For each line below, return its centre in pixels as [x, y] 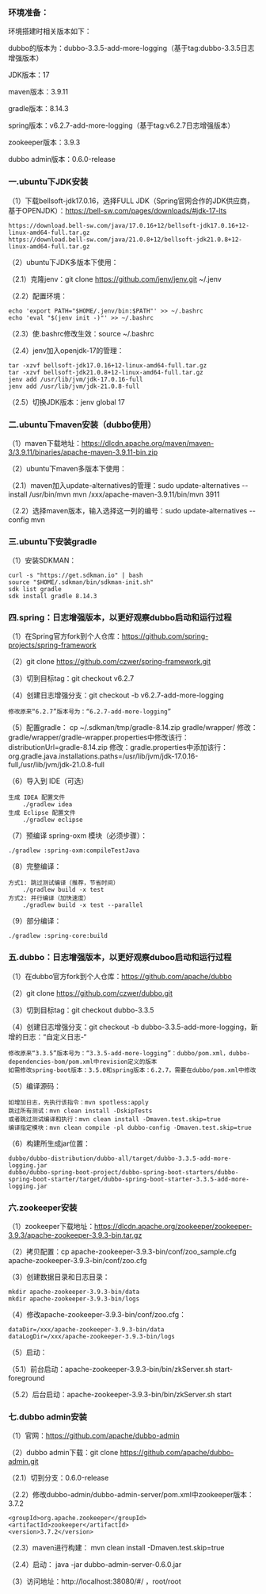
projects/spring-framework [52, 645]
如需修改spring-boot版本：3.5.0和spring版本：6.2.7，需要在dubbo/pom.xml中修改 [132, 1070]
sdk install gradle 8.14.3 [53, 597]
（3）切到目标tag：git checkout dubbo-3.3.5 [81, 1010]
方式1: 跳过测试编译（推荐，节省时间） [64, 883]
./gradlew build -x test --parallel [83, 905]
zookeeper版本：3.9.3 [44, 142]
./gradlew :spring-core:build [58, 936]
